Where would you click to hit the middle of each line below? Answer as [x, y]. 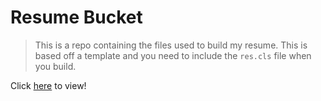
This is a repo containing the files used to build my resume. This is [171, 45]
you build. [55, 66]
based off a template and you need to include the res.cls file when [173, 55]
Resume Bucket [76, 17]
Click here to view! [48, 85]
